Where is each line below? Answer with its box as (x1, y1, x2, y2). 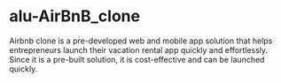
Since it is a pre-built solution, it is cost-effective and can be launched (9, 54, 265, 64)
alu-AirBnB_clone (9, 6, 140, 26)
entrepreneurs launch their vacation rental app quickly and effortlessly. (9, 44, 269, 55)
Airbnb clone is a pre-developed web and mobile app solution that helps (9, 35, 273, 46)
